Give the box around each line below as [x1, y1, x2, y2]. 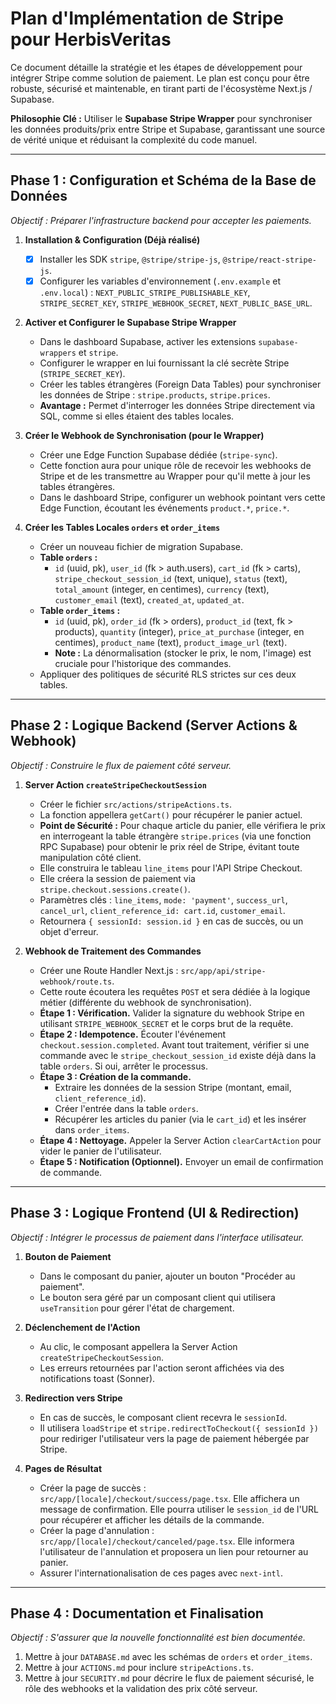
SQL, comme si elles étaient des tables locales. [39, 410, 235, 422]
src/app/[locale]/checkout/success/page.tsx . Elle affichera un [39, 1492, 300, 1504]
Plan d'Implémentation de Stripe [10, 7, 284, 30]
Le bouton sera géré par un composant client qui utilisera [39, 1291, 276, 1303]
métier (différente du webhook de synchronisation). [39, 996, 252, 1008]
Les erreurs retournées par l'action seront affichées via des [39, 1362, 285, 1374]
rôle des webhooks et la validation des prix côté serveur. [24, 1683, 258, 1695]
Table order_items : [39, 604, 121, 616]
